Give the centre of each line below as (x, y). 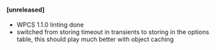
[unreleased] (26, 10)
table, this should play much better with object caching (95, 39)
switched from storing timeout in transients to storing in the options (113, 32)
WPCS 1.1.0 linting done (50, 25)
